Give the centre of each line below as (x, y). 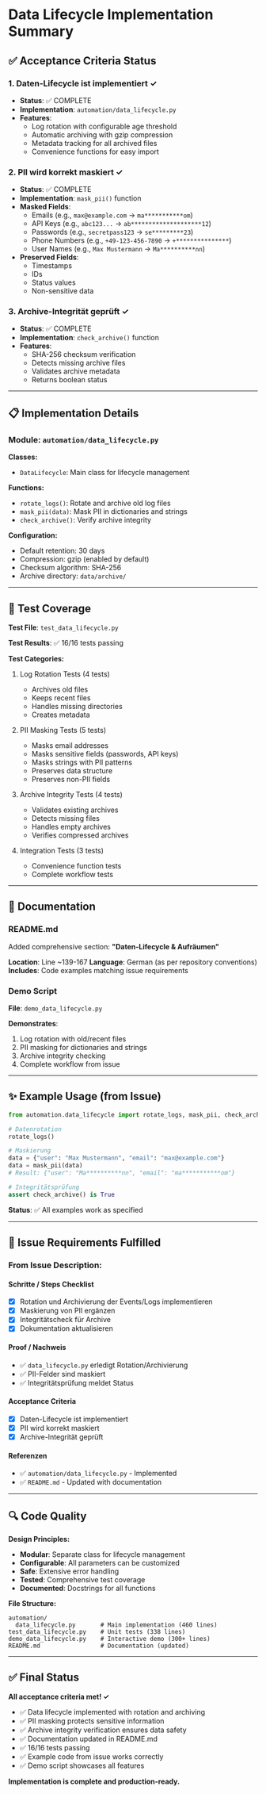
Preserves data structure (72, 770)
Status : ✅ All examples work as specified (76, 1209)
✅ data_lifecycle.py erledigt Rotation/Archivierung (104, 1365)
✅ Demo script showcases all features (82, 1765)
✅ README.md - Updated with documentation (91, 1482)
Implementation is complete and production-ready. (94, 1781)
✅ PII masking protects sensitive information (92, 1721)
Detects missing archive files (78, 363)
